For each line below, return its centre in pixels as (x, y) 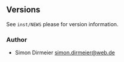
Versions (23, 10)
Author (17, 39)
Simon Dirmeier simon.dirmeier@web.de (65, 52)
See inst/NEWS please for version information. (62, 24)
